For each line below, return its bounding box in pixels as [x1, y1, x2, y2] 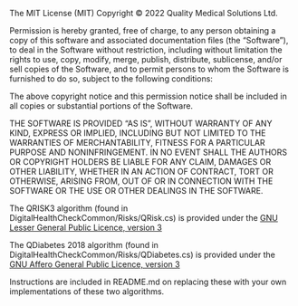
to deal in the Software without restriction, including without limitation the [9, 44, 283, 55]
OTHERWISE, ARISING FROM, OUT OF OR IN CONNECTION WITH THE [9, 176, 274, 186]
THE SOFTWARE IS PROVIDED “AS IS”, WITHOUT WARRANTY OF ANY [9, 118, 273, 129]
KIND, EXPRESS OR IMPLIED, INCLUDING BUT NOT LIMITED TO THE [9, 128, 266, 139]
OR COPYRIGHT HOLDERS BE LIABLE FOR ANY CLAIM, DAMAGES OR [9, 157, 272, 167]
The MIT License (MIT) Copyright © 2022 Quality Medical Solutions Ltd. [9, 8, 278, 18]
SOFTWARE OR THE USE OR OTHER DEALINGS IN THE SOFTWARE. [9, 186, 264, 196]
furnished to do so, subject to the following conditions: [9, 73, 213, 84]
